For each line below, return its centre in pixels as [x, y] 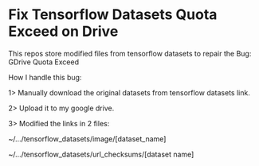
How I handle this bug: [45, 77]
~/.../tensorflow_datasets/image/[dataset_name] [87, 139]
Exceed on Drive [63, 31]
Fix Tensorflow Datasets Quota [113, 15]
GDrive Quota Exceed [44, 62]
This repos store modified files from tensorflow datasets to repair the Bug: [130, 53]
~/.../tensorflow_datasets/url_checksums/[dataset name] [101, 154]
